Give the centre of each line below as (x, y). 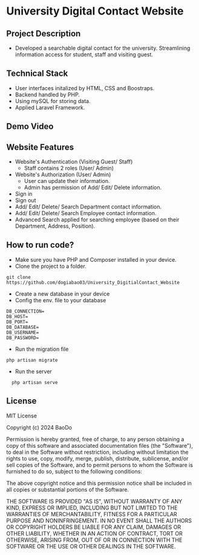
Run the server (34, 371)
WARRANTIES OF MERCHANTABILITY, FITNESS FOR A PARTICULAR (92, 514)
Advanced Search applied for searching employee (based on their (97, 220)
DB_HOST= (17, 316)
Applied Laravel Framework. (50, 107)
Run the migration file (42, 349)
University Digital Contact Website (95, 11)
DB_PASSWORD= (23, 337)
